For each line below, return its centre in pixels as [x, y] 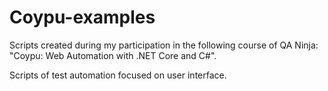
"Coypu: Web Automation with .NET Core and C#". [113, 55]
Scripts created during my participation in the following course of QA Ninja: [164, 45]
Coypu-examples [82, 17]
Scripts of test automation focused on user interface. [118, 75]
